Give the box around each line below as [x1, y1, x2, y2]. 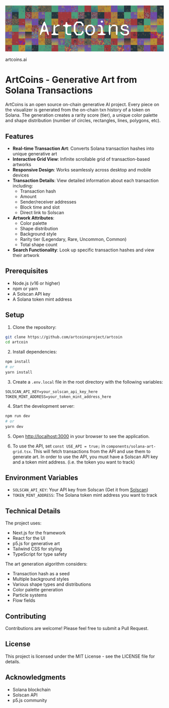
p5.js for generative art [12, 541, 60, 547]
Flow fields [12, 597, 36, 603]
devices [12, 172, 29, 178]
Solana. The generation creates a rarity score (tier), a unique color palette [5, 112, 158, 118]
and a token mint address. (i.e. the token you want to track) [12, 459, 135, 465]
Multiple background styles [12, 576, 69, 582]
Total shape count [20, 241, 58, 247]
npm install [5, 359, 30, 365]
